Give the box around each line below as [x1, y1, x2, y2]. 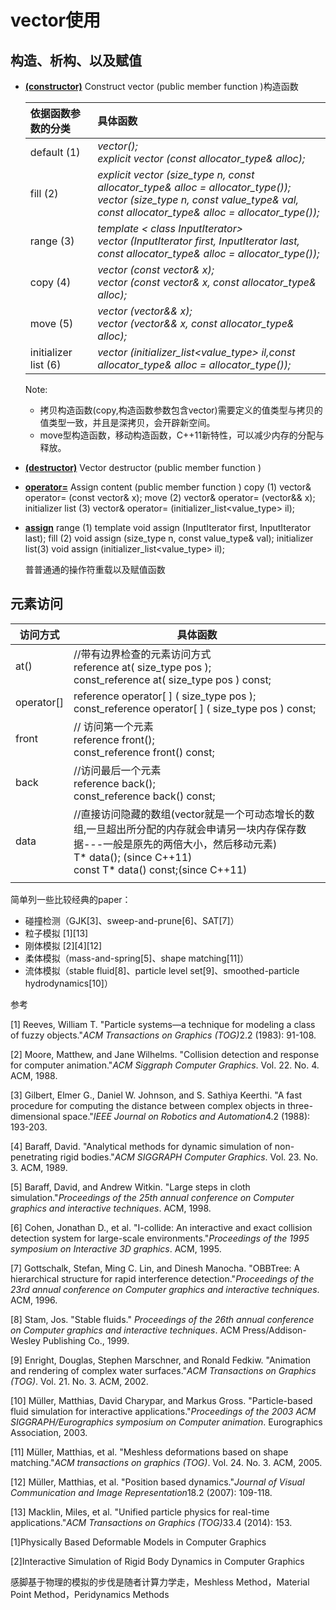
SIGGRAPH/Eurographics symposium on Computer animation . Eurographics [10, 1416, 323, 1428]
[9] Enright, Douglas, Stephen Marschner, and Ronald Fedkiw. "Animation [10, 1354, 312, 1366]
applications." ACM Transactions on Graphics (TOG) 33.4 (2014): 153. [10, 1516, 293, 1528]
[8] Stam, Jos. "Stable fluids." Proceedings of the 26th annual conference [10, 1313, 315, 1325]
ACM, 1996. [10, 1294, 58, 1306]
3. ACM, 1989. [10, 1161, 68, 1173]
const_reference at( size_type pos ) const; [73, 672, 272, 686]
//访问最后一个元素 [73, 763, 162, 777]
